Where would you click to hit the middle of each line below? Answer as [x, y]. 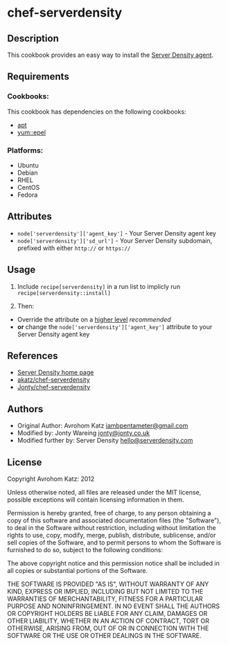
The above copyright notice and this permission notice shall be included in [113, 563]
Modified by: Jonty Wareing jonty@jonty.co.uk [84, 433]
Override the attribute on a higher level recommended [94, 319]
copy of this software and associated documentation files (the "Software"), [114, 520]
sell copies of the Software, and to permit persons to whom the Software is [114, 542]
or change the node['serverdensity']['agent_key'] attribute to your [115, 326]
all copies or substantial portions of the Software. [77, 571]
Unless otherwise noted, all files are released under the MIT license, [104, 493]
